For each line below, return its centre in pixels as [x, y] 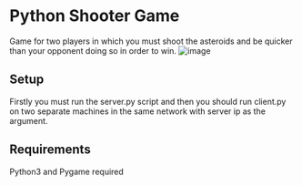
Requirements [50, 150]
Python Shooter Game [95, 16]
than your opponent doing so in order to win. [93, 50]
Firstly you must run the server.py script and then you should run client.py [148, 101]
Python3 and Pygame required [67, 171]
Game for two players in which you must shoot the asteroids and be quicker [151, 41]
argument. [29, 120]
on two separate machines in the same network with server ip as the [138, 111]
